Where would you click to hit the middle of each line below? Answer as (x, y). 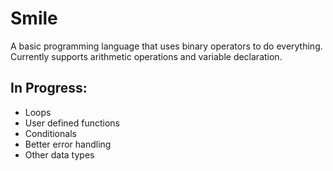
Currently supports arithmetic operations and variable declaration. (146, 56)
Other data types (59, 154)
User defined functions (72, 123)
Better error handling (68, 144)
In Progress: (49, 88)
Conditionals (50, 133)
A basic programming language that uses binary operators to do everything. (166, 46)
